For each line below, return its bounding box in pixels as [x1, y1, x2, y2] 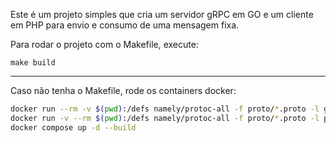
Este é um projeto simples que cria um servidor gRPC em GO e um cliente [10, 9, 314, 20]
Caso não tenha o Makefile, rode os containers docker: [10, 85, 237, 96]
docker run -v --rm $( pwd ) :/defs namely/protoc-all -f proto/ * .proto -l [10, 113, 320, 123]
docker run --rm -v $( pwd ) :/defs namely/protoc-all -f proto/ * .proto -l [10, 104, 320, 114]
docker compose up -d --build [10, 122, 137, 133]
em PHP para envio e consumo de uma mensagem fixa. [10, 19, 240, 31]
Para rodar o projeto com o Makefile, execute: [10, 39, 199, 50]
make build [10, 58, 56, 68]
